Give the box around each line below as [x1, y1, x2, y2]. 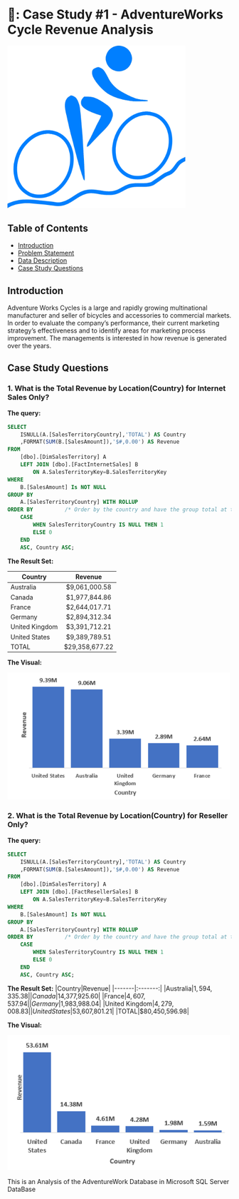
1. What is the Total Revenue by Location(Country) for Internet [7, 383, 226, 393]
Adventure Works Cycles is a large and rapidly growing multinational [7, 303, 208, 313]
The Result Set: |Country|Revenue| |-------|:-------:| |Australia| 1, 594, [7, 984, 213, 993]
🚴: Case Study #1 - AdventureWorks [7, 6, 224, 23]
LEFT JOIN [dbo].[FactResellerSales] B [20, 889, 139, 896]
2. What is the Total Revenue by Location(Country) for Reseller [7, 811, 228, 821]
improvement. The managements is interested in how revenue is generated [7, 334, 227, 343]
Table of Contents [7, 222, 89, 234]
